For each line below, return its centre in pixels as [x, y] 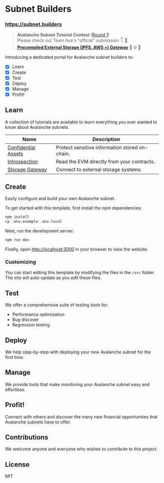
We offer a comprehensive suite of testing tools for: [57, 305]
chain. [63, 154]
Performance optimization [38, 315]
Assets [15, 154]
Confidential [21, 147]
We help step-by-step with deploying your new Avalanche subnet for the [78, 352]
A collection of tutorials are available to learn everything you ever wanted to [81, 122]
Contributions [27, 437]
